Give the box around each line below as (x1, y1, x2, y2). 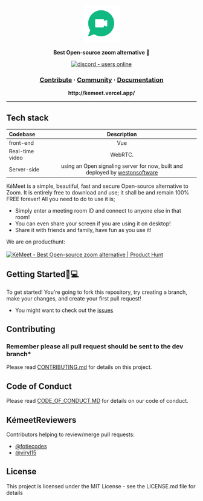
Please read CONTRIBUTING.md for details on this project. (6, 363, 152, 371)
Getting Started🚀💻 (6, 269, 79, 280)
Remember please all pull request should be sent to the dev (6, 342, 184, 350)
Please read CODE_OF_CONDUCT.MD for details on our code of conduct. (6, 397, 188, 405)
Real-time (8, 148, 34, 155)
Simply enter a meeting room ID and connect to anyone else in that (14, 207, 181, 214)
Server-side (8, 165, 40, 173)
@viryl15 (14, 449, 37, 456)
